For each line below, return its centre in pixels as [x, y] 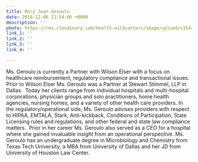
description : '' [26, 22]
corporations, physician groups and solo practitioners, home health [88, 96]
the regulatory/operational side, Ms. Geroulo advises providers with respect [98, 109]
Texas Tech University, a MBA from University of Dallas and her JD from [94, 146]
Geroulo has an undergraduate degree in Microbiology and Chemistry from [97, 140]
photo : [14, 28]
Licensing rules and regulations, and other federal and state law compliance [98, 122]
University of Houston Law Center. [48, 153]
